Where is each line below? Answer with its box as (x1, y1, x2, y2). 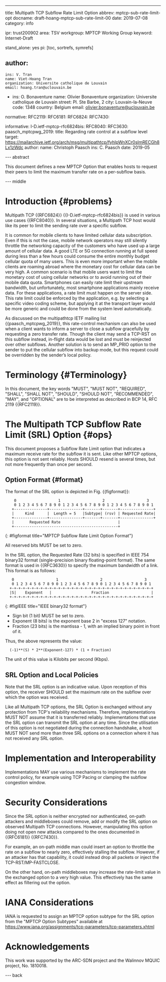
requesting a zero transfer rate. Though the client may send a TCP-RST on (5, 331, 157, 337)
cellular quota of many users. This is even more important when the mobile (5, 258, 158, 264)
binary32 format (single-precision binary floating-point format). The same (5, 557, 156, 563)
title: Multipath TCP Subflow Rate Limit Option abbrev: (5, 10, 115, 15)
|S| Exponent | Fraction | (9, 590, 154, 596)
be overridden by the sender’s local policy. (5, 352, 92, 358)
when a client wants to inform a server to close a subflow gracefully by (5, 326, 150, 332)
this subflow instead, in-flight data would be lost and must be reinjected (5, 336, 151, 342)
